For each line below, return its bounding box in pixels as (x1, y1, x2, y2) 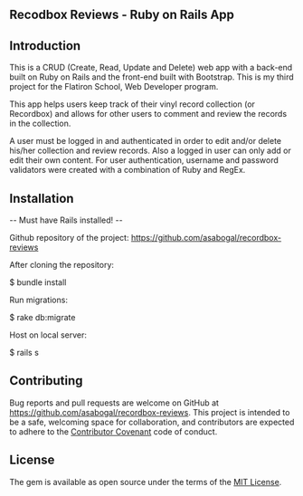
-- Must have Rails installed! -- (9, 215, 124, 225)
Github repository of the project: (9, 233, 129, 243)
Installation (9, 190, 74, 206)
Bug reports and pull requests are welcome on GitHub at (9, 397, 220, 408)
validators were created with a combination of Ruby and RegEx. (9, 165, 246, 176)
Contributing (9, 373, 83, 388)
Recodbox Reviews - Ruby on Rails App (9, 7, 235, 23)
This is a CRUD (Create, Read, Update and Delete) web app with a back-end (9, 62, 293, 73)
